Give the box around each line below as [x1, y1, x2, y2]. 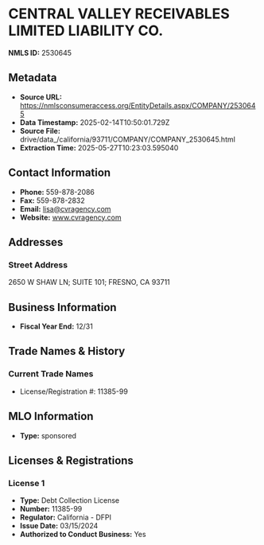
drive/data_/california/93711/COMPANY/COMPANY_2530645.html [19, 134, 236, 144]
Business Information [8, 300, 117, 314]
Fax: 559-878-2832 [19, 196, 85, 205]
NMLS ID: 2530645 [8, 48, 72, 57]
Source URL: [19, 92, 62, 102]
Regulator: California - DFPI [19, 512, 111, 522]
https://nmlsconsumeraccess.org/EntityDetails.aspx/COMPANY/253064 [19, 100, 256, 110]
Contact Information [8, 166, 111, 180]
